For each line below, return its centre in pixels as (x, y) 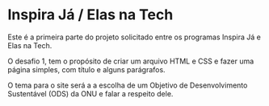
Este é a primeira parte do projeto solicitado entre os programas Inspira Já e (134, 37)
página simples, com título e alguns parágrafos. (87, 69)
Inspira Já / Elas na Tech (90, 15)
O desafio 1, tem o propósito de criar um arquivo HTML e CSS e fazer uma (131, 61)
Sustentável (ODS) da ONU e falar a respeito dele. (90, 93)
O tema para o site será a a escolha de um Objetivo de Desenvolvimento (128, 85)
